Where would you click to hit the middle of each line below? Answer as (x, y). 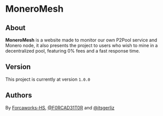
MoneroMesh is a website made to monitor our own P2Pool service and (81, 40)
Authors (19, 95)
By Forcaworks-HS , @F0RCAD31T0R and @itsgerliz (60, 107)
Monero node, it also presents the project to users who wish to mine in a (81, 45)
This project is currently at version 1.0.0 (48, 79)
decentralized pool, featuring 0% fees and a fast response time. (73, 51)
